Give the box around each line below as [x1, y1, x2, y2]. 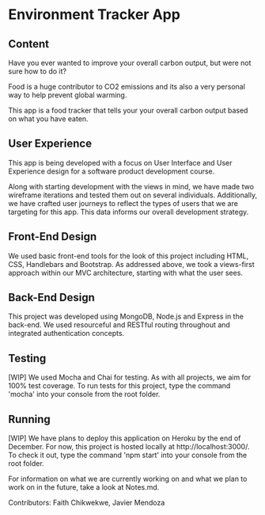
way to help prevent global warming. [8, 90, 127, 100]
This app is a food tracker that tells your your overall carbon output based [8, 105, 248, 115]
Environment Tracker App [8, 6, 180, 24]
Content [8, 37, 50, 51]
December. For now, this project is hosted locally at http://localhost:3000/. [8, 442, 250, 452]
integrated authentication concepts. [8, 329, 125, 338]
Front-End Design [8, 230, 97, 243]
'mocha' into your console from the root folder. [8, 390, 161, 399]
